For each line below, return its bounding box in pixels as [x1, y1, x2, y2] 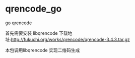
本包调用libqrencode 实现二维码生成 [5, 47, 80, 53]
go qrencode [5, 20, 32, 26]
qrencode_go [5, 3, 62, 15]
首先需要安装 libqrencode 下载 [5, 30, 68, 36]
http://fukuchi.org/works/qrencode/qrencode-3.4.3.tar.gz [11, 36, 130, 42]
